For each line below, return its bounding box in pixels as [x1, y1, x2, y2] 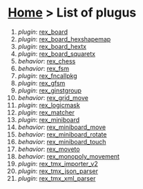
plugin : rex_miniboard [17, 115, 80, 123]
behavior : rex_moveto [17, 145, 80, 153]
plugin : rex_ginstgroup [17, 86, 82, 94]
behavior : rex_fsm [17, 64, 70, 72]
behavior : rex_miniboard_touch [17, 137, 106, 146]
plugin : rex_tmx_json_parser [17, 167, 99, 175]
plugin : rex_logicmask [17, 101, 80, 109]
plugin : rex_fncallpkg [17, 71, 77, 80]
